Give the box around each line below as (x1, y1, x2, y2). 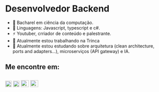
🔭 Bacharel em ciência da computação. (12, 19, 94, 25)
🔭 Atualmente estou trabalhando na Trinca (12, 37, 100, 43)
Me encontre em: (5, 63, 60, 71)
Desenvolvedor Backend (5, 3, 109, 14)
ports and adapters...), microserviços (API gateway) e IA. (12, 48, 130, 54)
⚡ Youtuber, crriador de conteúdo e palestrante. (12, 30, 111, 36)
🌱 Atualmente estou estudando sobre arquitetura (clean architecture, (12, 43, 154, 49)
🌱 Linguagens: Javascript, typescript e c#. (12, 24, 100, 30)
